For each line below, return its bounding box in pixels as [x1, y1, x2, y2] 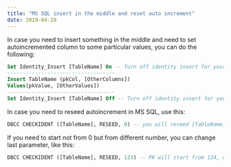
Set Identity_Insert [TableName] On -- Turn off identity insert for [7, 63, 211, 70]
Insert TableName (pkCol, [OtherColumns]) [7, 76, 131, 83]
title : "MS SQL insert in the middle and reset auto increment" [7, 10, 195, 17]
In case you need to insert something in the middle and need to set [7, 35, 197, 43]
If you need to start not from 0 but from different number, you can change [7, 133, 216, 142]
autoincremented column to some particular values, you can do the [7, 43, 197, 51]
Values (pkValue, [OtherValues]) [7, 82, 100, 89]
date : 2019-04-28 [7, 16, 57, 23]
